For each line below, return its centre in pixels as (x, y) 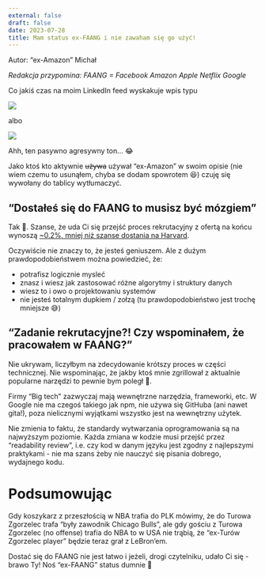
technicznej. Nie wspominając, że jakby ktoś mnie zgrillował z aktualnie (124, 372)
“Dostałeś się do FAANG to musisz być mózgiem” (132, 207)
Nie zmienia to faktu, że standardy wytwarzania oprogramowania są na (124, 428)
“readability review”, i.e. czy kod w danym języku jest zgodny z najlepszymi (131, 445)
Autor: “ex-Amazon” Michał (53, 60)
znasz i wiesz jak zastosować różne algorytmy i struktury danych (126, 283)
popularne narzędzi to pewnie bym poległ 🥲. (80, 381)
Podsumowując (60, 494)
